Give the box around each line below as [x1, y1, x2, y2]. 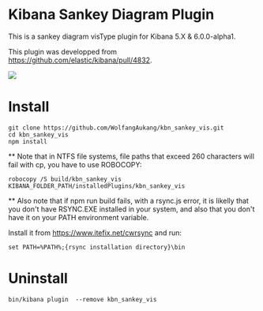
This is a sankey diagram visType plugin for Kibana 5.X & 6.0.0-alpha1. [8, 32, 236, 41]
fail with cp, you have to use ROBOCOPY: [8, 159, 142, 169]
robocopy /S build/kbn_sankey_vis [8, 175, 122, 183]
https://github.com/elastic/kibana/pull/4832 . [8, 55, 152, 65]
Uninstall [8, 270, 69, 287]
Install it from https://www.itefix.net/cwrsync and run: [8, 227, 182, 238]
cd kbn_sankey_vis [8, 130, 69, 139]
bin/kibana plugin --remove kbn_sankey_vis [8, 295, 157, 303]
